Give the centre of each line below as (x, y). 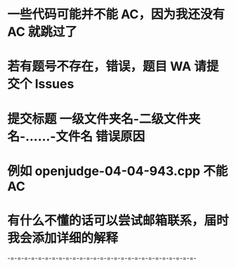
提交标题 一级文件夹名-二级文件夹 (104, 119)
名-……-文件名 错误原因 (76, 136)
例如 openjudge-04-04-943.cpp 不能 (118, 171)
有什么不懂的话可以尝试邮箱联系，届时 (118, 220)
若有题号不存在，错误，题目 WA (99, 67)
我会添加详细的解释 (63, 238)
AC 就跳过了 (42, 32)
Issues (54, 84)
